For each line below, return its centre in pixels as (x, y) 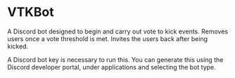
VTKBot (31, 12)
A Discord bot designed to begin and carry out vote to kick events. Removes (118, 31)
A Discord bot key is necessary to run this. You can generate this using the (115, 59)
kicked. (18, 46)
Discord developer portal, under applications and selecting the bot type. (112, 67)
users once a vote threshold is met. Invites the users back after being (108, 38)
